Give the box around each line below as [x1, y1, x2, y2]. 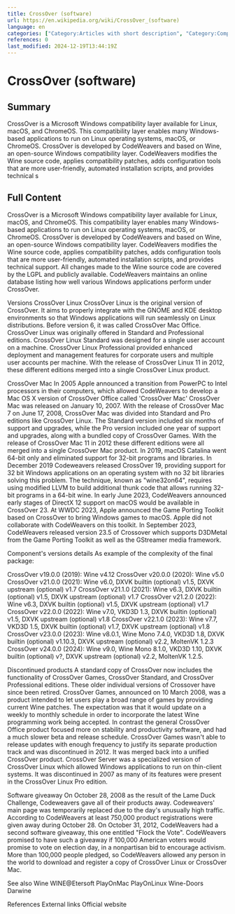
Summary [7, 101, 51, 113]
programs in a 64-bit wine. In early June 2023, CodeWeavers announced [16, 491, 227, 499]
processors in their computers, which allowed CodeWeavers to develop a [7, 386, 218, 395]
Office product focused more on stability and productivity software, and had [7, 725, 227, 733]
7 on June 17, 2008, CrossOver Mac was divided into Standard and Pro [7, 409, 211, 417]
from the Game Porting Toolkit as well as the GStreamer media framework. [7, 536, 222, 544]
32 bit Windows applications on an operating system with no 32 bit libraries [7, 468, 225, 477]
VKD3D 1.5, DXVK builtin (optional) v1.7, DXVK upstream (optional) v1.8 [7, 622, 211, 631]
